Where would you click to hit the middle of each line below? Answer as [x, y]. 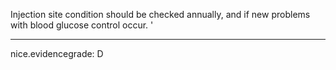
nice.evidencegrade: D [57, 53]
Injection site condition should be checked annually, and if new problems [160, 14]
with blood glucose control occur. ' [82, 25]
